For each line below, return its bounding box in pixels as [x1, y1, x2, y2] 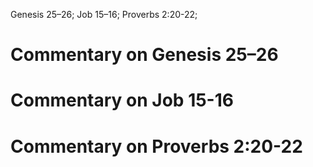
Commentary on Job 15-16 [10, 89, 234, 112]
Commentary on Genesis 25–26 [10, 44, 279, 66]
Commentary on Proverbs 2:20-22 [10, 135, 303, 158]
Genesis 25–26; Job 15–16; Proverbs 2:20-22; [10, 9, 198, 20]
